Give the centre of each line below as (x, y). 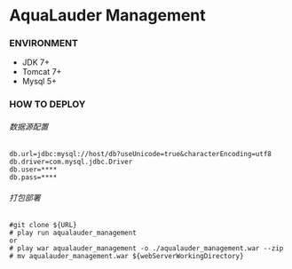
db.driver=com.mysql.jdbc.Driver (71, 162)
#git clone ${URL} (43, 225)
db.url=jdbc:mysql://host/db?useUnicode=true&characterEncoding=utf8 (141, 154)
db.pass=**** (33, 177)
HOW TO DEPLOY (47, 105)
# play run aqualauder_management (73, 233)
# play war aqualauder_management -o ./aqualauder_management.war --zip (146, 248)
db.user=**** (33, 170)
